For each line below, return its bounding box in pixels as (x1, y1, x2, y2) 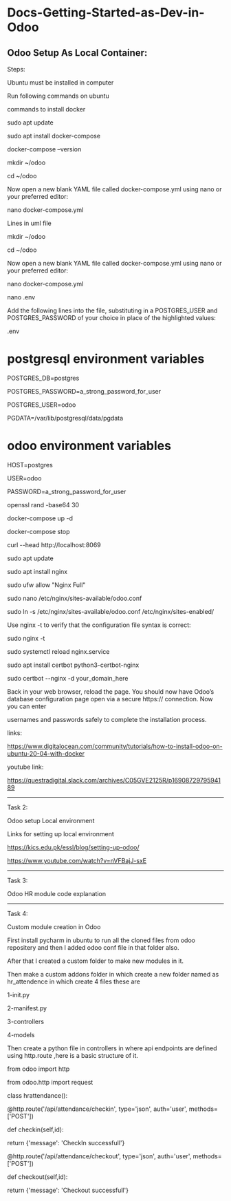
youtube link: (7, 763, 44, 771)
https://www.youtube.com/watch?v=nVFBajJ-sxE (7, 856, 147, 864)
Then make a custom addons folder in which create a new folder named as (7, 970, 219, 978)
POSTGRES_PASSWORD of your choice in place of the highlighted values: (7, 314, 217, 321)
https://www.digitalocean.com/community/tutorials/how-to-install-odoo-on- (7, 742, 223, 750)
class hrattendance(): (7, 1091, 67, 1099)
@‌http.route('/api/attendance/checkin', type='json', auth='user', (7, 1105, 188, 1113)
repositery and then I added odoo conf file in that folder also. (7, 943, 180, 951)
